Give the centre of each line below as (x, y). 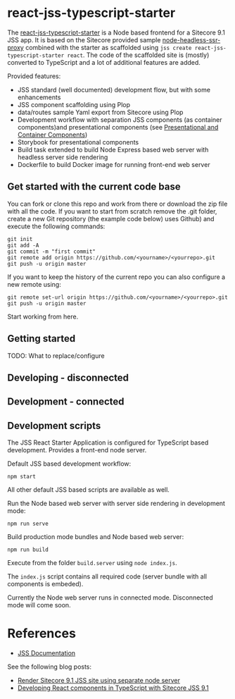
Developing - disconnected (68, 377)
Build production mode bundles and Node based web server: (96, 537)
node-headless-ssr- (191, 39)
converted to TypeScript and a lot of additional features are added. (104, 62)
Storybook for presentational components (78, 142)
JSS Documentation (46, 653)
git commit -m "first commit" (52, 252)
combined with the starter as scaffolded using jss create (109, 47)
